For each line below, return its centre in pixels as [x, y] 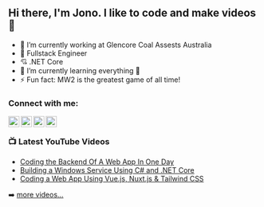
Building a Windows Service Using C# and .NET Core [107, 170]
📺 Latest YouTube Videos [59, 142]
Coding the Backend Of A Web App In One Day [97, 162]
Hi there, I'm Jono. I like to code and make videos [132, 13]
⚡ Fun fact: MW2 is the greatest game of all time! [100, 80]
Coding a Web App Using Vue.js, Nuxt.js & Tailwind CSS [112, 179]
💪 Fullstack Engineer [53, 53]
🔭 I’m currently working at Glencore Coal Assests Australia [116, 45]
